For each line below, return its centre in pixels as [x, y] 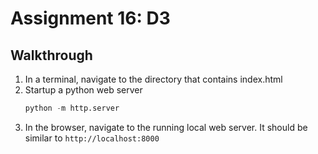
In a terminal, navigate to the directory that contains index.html [153, 79]
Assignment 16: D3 [90, 18]
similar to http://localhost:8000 [92, 138]
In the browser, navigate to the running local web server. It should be [166, 127]
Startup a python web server [83, 90]
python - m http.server [72, 108]
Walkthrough [51, 55]
